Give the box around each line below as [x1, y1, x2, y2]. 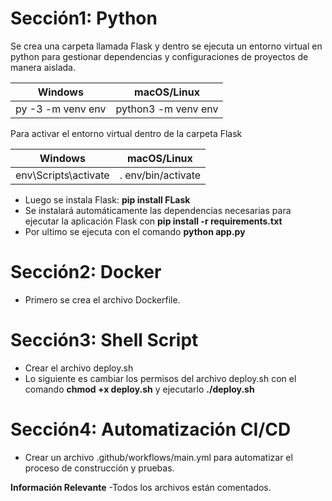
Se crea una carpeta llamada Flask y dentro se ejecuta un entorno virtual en [10, 40, 323, 52]
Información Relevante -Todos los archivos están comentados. [10, 481, 272, 493]
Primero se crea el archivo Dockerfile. [24, 293, 181, 306]
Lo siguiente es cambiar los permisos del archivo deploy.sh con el [24, 372, 297, 384]
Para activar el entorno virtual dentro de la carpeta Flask [10, 127, 243, 139]
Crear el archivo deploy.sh [24, 362, 134, 374]
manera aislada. [10, 61, 76, 73]
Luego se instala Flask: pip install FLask [24, 193, 191, 206]
